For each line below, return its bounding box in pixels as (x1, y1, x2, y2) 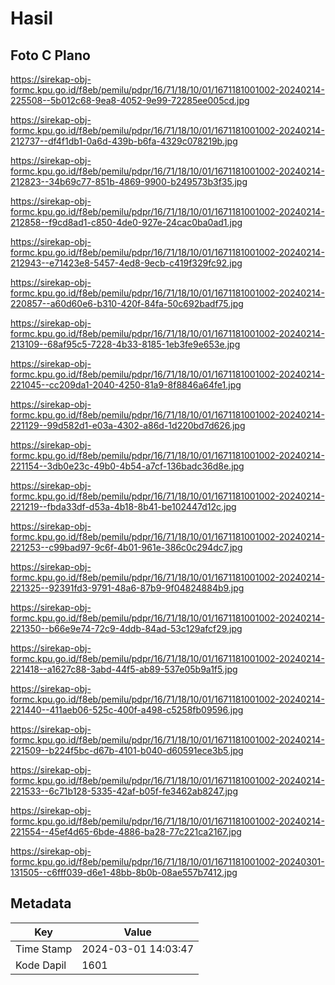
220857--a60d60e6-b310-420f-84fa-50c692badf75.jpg (10, 298, 244, 309)
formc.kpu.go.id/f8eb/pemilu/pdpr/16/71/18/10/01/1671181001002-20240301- (10, 856, 325, 867)
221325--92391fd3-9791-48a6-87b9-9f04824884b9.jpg (10, 582, 245, 594)
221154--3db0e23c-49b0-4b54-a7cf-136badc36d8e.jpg (10, 460, 245, 472)
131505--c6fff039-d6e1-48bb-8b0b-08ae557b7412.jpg (10, 867, 238, 878)
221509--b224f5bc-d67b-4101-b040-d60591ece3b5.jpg (10, 745, 244, 756)
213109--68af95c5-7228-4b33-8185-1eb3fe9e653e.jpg (10, 338, 241, 350)
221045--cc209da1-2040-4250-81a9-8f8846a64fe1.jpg (10, 379, 242, 391)
